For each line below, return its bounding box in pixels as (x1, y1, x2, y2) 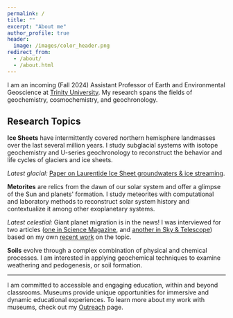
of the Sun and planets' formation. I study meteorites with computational (7, 190, 214, 198)
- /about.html (13, 62, 54, 69)
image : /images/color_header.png (13, 42, 110, 49)
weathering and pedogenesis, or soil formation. (7, 261, 143, 270)
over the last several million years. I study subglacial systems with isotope (7, 141, 218, 150)
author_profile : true (7, 29, 70, 37)
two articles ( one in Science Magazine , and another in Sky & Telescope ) (7, 226, 213, 234)
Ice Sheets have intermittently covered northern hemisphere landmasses (7, 134, 216, 142)
